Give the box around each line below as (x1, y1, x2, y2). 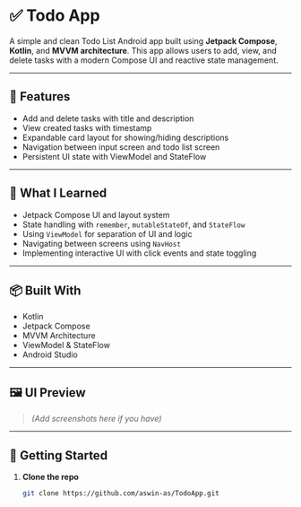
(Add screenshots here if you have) (30, 414, 162, 424)
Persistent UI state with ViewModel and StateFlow (21, 151, 207, 162)
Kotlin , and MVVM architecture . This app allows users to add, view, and (9, 45, 278, 56)
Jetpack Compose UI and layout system (21, 209, 170, 220)
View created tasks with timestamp (21, 122, 152, 133)
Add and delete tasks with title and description (21, 113, 194, 124)
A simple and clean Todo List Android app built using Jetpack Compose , (9, 35, 278, 46)
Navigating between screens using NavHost (21, 238, 182, 249)
